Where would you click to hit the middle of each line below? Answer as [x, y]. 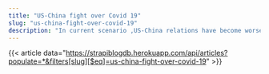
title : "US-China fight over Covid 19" [75, 16]
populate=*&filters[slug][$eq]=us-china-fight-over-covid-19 [107, 61]
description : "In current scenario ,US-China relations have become [125, 30]
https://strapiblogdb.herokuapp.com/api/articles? [147, 53]
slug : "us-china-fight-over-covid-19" [73, 23]
